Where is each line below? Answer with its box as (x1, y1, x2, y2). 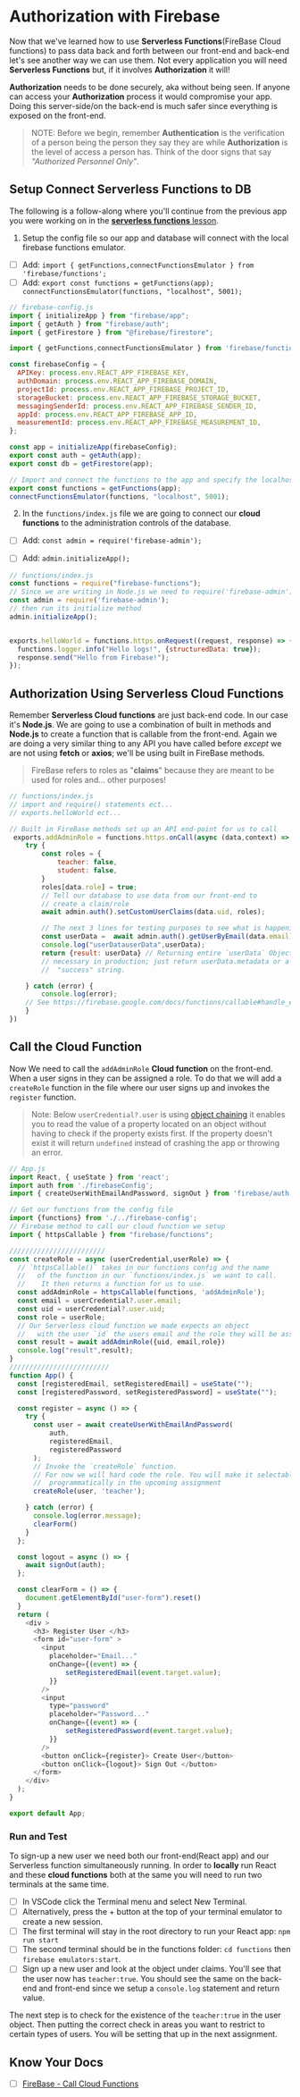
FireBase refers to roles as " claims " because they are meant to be (30, 765, 275, 776)
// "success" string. (41, 965, 126, 974)
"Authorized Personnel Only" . (30, 156, 140, 166)
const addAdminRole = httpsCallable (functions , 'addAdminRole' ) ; (17, 1288, 266, 1297)
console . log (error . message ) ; (32, 1512, 142, 1520)
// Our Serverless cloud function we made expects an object (17, 1321, 250, 1330)
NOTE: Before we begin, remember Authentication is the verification (30, 127, 285, 138)
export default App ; (9, 1808, 87, 1818)
